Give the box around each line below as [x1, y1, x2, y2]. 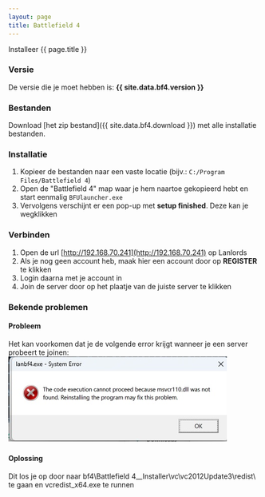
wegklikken [19, 209, 57, 219]
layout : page [8, 13, 52, 21]
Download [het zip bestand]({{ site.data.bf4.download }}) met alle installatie [8, 121, 257, 130]
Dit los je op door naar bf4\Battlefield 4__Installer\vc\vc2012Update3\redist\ [8, 471, 256, 481]
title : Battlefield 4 [8, 21, 81, 30]
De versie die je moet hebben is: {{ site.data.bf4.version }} [8, 82, 204, 92]
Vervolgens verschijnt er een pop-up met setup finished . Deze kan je [19, 201, 249, 211]
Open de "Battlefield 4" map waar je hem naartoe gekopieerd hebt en [19, 184, 249, 193]
